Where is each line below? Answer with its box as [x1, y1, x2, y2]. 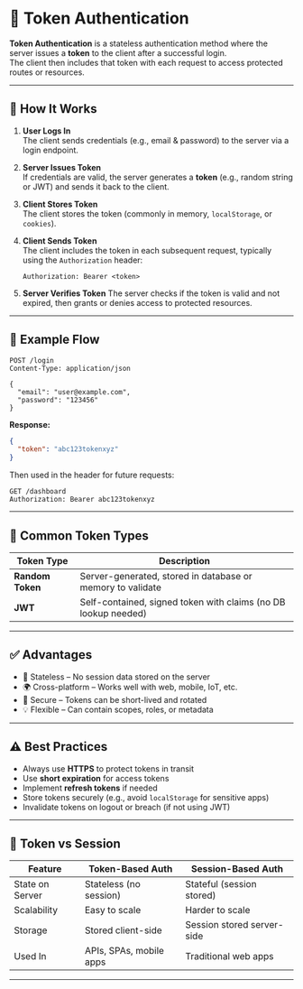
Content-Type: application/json [9, 364, 131, 373]
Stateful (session [185, 878, 257, 891]
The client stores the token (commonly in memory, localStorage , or [22, 208, 272, 219]
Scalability [14, 904, 59, 917]
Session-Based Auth [190, 863, 284, 875]
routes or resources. [9, 67, 86, 78]
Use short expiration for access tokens [22, 772, 170, 783]
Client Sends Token [22, 235, 97, 246]
